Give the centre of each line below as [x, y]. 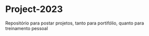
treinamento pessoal [27, 28]
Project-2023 [34, 9]
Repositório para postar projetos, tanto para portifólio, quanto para [75, 23]
